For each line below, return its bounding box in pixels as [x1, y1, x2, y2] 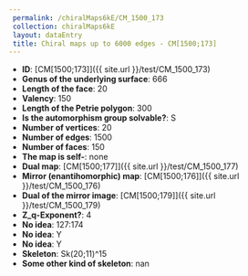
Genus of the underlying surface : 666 [21, 74, 168, 85]
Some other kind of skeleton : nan [21, 258, 150, 270]
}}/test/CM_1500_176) [21, 180, 101, 192]
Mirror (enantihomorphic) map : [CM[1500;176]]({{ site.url [21, 171, 240, 182]
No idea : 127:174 [21, 219, 84, 230]
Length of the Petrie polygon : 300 [21, 102, 152, 114]
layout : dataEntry [12, 30, 83, 39]
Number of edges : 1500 [21, 132, 113, 143]
